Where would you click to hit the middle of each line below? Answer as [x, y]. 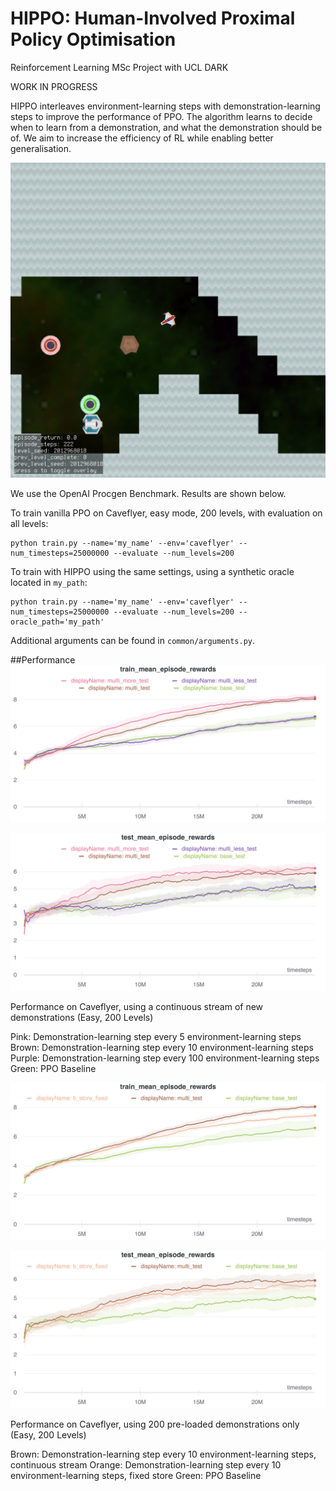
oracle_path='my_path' [57, 622]
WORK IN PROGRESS [54, 86]
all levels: [29, 523]
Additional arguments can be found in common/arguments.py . [133, 640]
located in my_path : [49, 582]
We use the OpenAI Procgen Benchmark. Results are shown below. [148, 493]
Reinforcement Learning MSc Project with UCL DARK [119, 67]
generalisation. [41, 148]
